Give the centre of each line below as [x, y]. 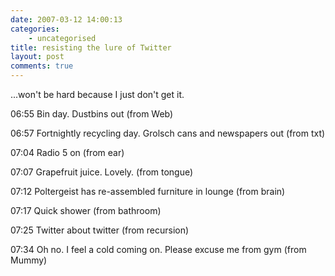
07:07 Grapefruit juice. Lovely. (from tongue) [102, 172]
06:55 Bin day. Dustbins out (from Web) [92, 114]
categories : [35, 29]
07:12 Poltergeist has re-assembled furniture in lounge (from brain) [148, 191]
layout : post [37, 57]
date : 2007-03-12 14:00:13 [66, 19]
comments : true [42, 66]
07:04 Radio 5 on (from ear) [67, 152]
